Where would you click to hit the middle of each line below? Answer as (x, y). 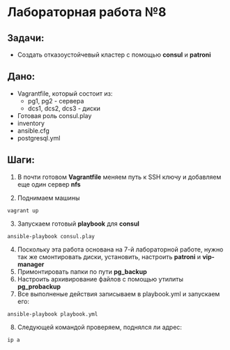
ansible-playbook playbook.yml (53, 314)
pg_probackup (39, 286)
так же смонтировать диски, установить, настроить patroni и (109, 256)
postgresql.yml (39, 138)
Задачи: (26, 38)
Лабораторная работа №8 (87, 12)
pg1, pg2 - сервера (56, 101)
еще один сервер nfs (49, 184)
